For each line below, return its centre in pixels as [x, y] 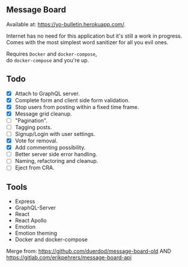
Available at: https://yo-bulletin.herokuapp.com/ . [66, 24]
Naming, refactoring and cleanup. [56, 161]
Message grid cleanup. [43, 114]
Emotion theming [36, 233]
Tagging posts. [33, 127]
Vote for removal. [36, 141]
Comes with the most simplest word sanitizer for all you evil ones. [87, 42]
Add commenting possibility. [50, 148]
